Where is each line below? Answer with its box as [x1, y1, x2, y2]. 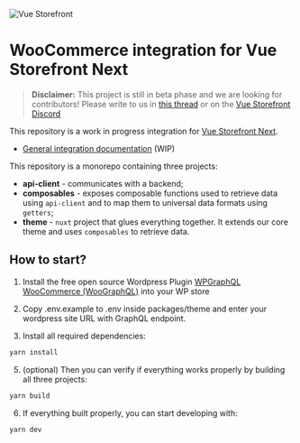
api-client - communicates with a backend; [22, 178, 184, 189]
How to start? [9, 253, 87, 268]
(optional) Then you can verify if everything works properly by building [22, 364, 286, 374]
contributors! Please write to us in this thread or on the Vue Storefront [31, 98, 291, 109]
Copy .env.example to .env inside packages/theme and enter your [22, 303, 268, 314]
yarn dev [9, 425, 42, 434]
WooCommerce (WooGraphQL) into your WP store [22, 285, 210, 297]
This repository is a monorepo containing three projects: [9, 161, 218, 171]
